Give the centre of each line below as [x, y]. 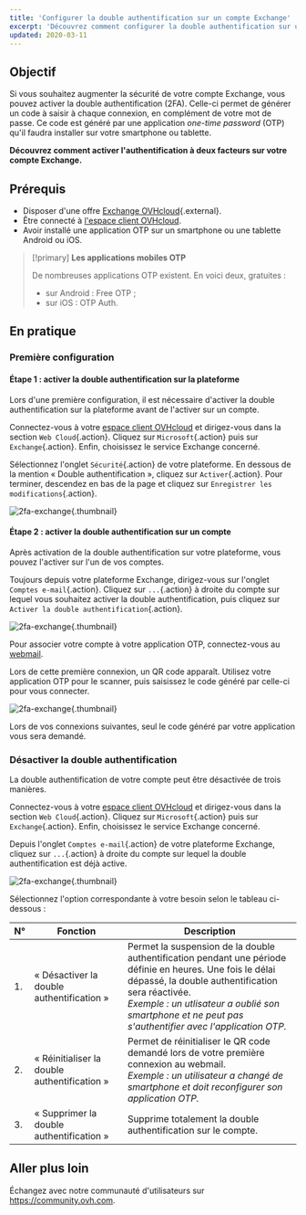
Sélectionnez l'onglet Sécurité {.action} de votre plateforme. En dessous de [150, 464]
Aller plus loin [49, 1169]
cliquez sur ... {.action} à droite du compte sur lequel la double [128, 854]
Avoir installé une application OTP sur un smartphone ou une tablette [152, 230]
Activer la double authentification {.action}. [96, 608]
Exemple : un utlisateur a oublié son [204, 1004]
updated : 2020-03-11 [49, 35]
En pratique [43, 331]
